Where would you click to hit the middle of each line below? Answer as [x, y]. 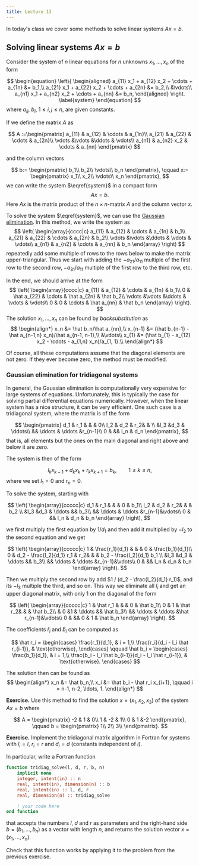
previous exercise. [29, 856]
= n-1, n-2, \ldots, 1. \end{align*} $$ [100, 688]
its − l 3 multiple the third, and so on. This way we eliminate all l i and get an [96, 587]
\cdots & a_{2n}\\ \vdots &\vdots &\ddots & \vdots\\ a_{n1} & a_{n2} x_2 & [100, 140]
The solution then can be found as [48, 673]
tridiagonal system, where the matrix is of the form [68, 413]
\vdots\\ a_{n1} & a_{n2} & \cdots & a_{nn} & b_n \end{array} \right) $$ [100, 244]
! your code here [38, 806]
